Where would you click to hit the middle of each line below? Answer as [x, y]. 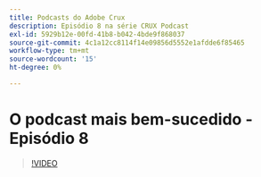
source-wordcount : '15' [53, 59]
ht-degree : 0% [36, 68]
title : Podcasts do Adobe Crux [67, 17]
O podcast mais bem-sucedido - [131, 119]
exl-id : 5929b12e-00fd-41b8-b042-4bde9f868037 [97, 34]
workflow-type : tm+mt [49, 51]
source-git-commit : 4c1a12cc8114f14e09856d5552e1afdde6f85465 [127, 42]
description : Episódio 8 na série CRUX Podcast [99, 26]
